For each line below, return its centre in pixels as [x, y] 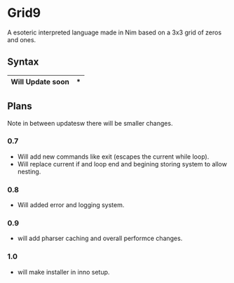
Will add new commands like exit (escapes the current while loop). [113, 157]
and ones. [22, 39]
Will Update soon [40, 81]
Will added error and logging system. [71, 205]
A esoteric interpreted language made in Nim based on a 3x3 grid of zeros [115, 32]
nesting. [29, 171]
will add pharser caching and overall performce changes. [100, 238]
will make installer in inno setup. [63, 272]
